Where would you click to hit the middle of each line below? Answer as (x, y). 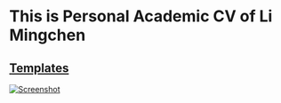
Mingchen (48, 35)
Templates (39, 68)
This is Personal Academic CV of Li (141, 16)
